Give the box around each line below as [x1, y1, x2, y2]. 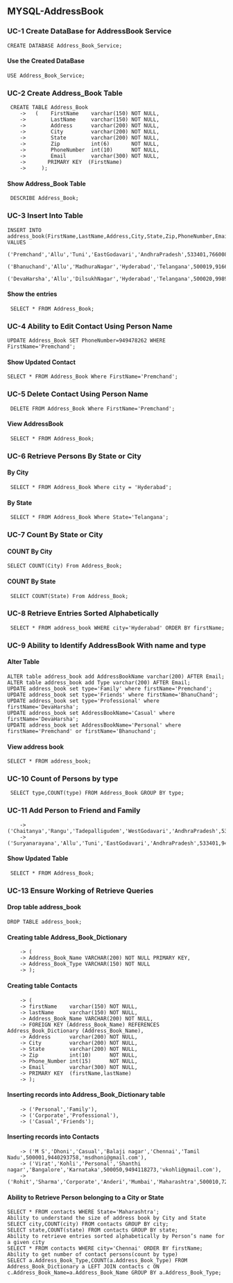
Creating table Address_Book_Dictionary [7, 933, 128, 941]
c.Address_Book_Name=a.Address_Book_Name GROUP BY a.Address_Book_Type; [7, 1269, 222, 1277]
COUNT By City [7, 547, 53, 555]
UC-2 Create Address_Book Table [7, 88, 123, 98]
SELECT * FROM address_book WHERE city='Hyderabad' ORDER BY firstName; [10, 624, 225, 631]
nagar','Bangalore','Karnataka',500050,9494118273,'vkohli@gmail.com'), [7, 1166, 222, 1173]
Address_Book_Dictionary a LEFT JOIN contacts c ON [7, 1264, 159, 1270]
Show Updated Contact [7, 358, 76, 366]
